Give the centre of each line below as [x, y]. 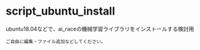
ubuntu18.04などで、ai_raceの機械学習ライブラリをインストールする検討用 [100, 29]
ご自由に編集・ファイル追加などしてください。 [56, 41]
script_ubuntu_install [61, 11]
